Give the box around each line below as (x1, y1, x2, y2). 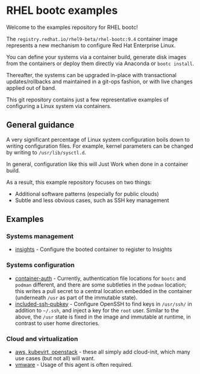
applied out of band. (6, 84, 57, 91)
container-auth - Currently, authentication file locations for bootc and (14, 274, 186, 282)
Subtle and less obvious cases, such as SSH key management (14, 197, 170, 204)
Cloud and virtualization (6, 334, 78, 343)
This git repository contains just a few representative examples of (6, 96, 169, 103)
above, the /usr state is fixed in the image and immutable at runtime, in (14, 313, 191, 320)
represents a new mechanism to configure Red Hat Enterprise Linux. (6, 42, 176, 49)
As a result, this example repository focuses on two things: (6, 179, 152, 186)
